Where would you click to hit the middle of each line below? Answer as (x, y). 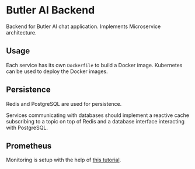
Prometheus (29, 146)
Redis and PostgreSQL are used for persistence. (64, 104)
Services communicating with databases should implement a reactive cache (98, 115)
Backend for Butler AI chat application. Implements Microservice (83, 26)
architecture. (21, 32)
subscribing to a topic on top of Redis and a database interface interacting (95, 121)
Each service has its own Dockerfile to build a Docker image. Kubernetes (94, 65)
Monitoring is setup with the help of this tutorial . (64, 160)
